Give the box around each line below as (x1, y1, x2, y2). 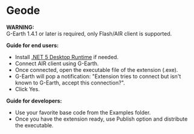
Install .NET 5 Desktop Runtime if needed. (14, 53, 119, 60)
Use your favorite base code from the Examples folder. (14, 109, 151, 116)
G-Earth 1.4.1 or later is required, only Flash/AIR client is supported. (6, 30, 172, 37)
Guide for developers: (6, 97, 62, 104)
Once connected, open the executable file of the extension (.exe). (14, 66, 178, 73)
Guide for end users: (6, 42, 59, 49)
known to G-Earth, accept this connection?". (14, 79, 125, 86)
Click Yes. (14, 85, 40, 92)
